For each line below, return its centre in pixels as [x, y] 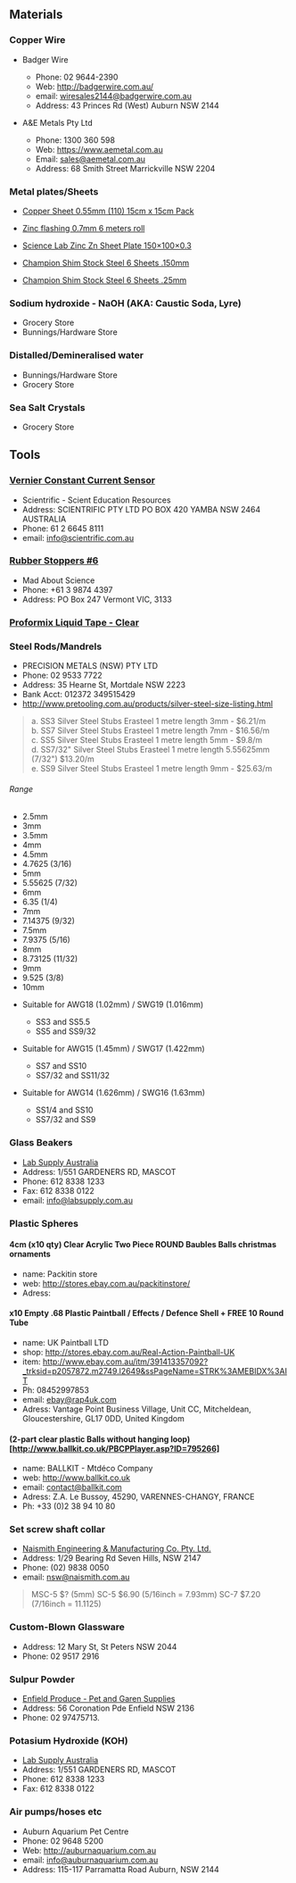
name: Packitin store [60, 1274]
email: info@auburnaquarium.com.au [90, 1860]
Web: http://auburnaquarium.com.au [89, 1850]
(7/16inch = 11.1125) [66, 1604]
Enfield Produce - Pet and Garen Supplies [99, 1699]
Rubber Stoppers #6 [54, 561]
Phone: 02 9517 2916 [61, 1656]
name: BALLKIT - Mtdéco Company [87, 1469]
